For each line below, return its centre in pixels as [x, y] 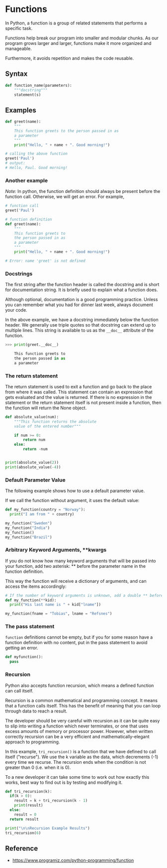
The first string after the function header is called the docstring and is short [82, 285]
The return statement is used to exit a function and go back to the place [79, 386]
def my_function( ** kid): [31, 600]
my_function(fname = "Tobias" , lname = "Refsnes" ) [59, 614]
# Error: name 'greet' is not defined [45, 261]
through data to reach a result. [36, 711]
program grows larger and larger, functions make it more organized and [78, 43]
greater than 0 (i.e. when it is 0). [38, 767]
